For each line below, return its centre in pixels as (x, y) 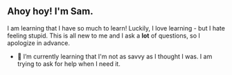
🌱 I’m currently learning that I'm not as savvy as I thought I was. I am (115, 56)
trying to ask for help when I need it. (69, 64)
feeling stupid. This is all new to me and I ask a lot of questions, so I (104, 35)
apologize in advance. (39, 43)
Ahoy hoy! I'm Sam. (50, 11)
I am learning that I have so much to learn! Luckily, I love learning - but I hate (116, 28)
